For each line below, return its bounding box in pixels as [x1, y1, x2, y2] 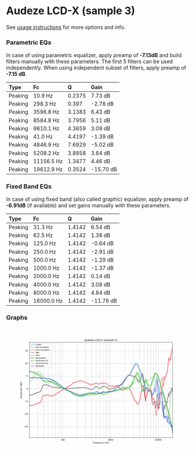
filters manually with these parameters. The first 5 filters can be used [6, 58, 173, 65]
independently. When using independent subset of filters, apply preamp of [6, 64, 187, 71]
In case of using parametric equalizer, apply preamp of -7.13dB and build [6, 52, 182, 59]
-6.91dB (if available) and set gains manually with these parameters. [6, 202, 171, 209]
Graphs [6, 313, 28, 322]
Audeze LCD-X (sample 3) [6, 4, 136, 18]
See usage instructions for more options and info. [6, 24, 126, 31]
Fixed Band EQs [6, 182, 52, 190]
